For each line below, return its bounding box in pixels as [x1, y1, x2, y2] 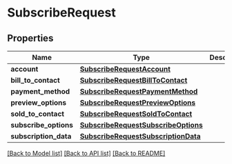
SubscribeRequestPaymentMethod [79, 87, 198, 96]
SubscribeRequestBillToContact [79, 76, 188, 85]
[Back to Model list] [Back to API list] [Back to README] [7, 150, 166, 157]
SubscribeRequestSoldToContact [79, 109, 193, 119]
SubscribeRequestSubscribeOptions [79, 121, 203, 130]
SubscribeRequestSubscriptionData [79, 132, 201, 141]
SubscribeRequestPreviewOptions [79, 98, 196, 107]
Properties [7, 32, 54, 44]
